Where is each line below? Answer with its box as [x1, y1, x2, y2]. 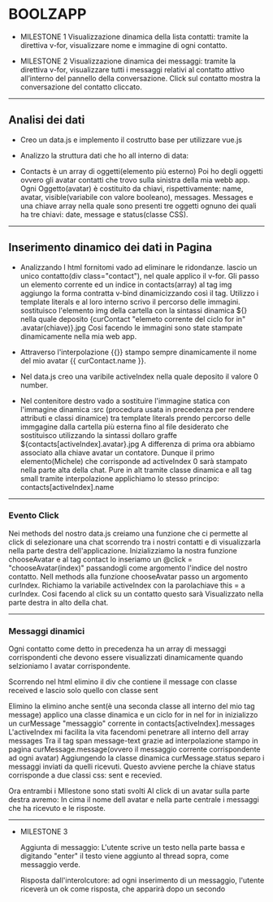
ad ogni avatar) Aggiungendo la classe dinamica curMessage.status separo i [8, 753, 265, 763]
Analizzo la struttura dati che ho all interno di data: [19, 150, 189, 160]
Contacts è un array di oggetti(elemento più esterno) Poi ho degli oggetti [19, 166, 263, 176]
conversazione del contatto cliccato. [19, 82, 142, 92]
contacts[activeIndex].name [19, 482, 115, 492]
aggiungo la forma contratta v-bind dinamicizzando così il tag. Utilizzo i [19, 288, 259, 297]
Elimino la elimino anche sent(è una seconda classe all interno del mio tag [8, 701, 255, 711]
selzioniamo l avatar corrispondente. [8, 661, 131, 671]
